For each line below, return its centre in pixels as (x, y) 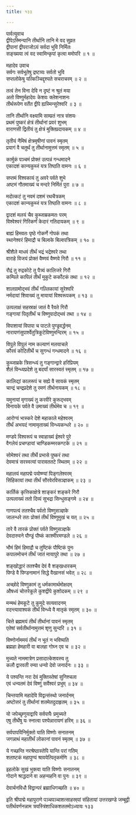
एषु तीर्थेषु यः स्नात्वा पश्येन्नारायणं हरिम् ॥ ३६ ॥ (49, 720)
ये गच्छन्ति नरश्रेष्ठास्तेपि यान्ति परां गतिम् (42, 751)
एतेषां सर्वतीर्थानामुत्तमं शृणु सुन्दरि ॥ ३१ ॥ (44, 628)
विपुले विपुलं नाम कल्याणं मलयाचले (37, 344)
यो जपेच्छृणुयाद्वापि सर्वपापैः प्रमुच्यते (36, 714)
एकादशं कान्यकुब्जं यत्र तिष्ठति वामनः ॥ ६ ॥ (46, 166)
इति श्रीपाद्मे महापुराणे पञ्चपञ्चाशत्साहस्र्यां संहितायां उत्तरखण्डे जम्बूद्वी (68, 800)
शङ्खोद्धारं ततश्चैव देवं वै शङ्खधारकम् (41, 566)
